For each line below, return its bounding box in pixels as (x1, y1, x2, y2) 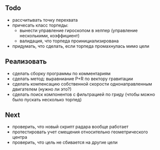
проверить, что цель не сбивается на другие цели (12, 140, 118, 146)
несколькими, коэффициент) (19, 32, 80, 38)
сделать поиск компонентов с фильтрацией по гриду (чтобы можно (12, 91, 156, 97)
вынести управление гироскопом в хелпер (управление (19, 27, 138, 33)
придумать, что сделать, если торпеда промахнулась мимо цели (12, 43, 150, 49)
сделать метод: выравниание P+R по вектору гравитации (12, 76, 133, 82)
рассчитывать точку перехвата (12, 17, 78, 23)
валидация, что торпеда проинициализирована (19, 38, 119, 44)
